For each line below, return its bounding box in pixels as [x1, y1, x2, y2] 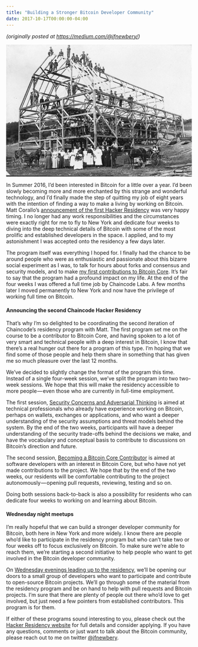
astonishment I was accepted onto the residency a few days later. [6, 238, 166, 245]
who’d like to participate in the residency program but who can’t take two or [6, 536, 190, 543]
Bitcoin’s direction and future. [6, 443, 78, 450]
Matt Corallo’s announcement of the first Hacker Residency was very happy [6, 206, 190, 214]
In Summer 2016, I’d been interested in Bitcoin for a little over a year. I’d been [6, 182, 192, 189]
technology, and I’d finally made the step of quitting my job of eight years [6, 194, 184, 201]
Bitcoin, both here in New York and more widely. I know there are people [6, 530, 182, 537]
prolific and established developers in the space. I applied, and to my [6, 232, 174, 239]
